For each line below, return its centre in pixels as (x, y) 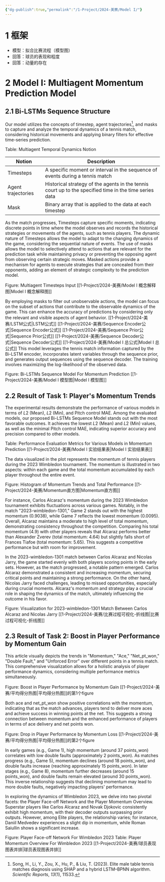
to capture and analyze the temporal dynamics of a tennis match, (71, 129)
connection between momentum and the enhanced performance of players (81, 719)
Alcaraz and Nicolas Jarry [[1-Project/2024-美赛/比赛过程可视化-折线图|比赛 (82, 614)
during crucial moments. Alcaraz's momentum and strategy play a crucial (79, 588)
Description (101, 162)
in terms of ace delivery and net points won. (50, 724)
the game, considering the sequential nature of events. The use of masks (79, 244)
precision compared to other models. (42, 434)
